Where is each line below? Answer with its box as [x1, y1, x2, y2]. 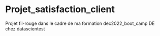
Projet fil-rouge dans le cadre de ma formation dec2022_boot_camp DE [5, 20, 155, 26]
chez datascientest [5, 25, 45, 31]
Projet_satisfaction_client [5, 4, 115, 15]
